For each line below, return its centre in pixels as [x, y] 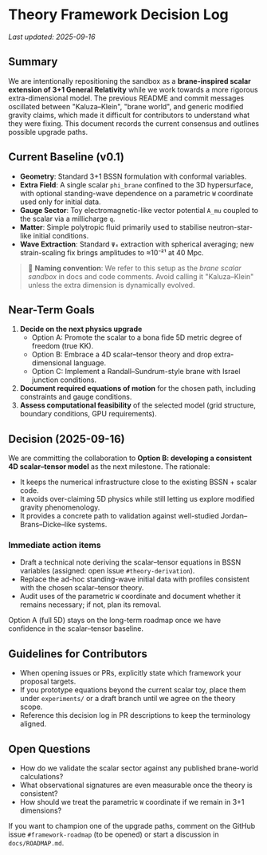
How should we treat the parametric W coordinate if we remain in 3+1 [132, 802]
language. [89, 363]
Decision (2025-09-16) [67, 439]
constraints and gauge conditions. [76, 397]
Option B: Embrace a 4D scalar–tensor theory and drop [122, 355]
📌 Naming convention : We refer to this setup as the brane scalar [134, 268]
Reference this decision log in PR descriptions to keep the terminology [135, 715]
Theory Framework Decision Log [118, 15]
